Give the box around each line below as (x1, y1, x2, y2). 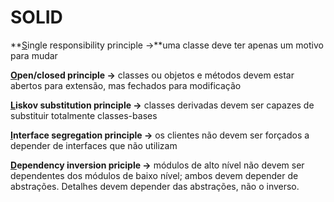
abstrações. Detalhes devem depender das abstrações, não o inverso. (10, 180, 300, 192)
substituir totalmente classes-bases (10, 109, 158, 121)
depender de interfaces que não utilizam (10, 139, 178, 151)
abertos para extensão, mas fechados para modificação (10, 79, 242, 91)
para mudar (10, 49, 58, 61)
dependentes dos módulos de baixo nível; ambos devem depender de (10, 169, 299, 181)
